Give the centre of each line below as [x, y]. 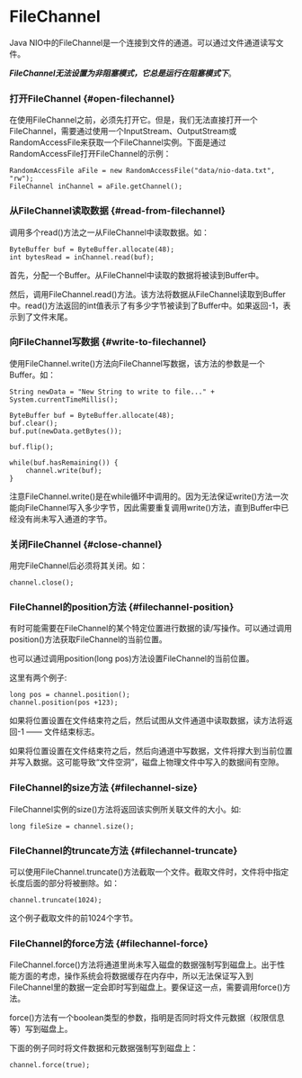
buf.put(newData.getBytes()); [66, 431]
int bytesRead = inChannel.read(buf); [82, 257]
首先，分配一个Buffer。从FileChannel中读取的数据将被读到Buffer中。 [137, 275]
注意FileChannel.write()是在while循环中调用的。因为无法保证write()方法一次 [149, 496]
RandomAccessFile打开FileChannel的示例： [90, 154]
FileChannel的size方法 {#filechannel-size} [103, 788]
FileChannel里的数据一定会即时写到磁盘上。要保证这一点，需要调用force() [146, 987]
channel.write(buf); [64, 470]
